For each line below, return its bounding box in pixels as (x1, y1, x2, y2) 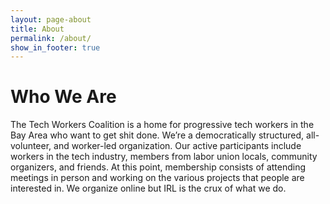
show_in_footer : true (10, 42, 101, 53)
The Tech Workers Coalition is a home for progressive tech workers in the (10, 119, 315, 131)
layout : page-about (10, 14, 92, 25)
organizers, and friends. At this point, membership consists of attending (10, 161, 307, 173)
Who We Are (10, 86, 117, 108)
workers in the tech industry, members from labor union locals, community (10, 151, 318, 163)
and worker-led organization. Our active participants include (53, 140, 302, 152)
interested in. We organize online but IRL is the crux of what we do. (10, 182, 287, 195)
